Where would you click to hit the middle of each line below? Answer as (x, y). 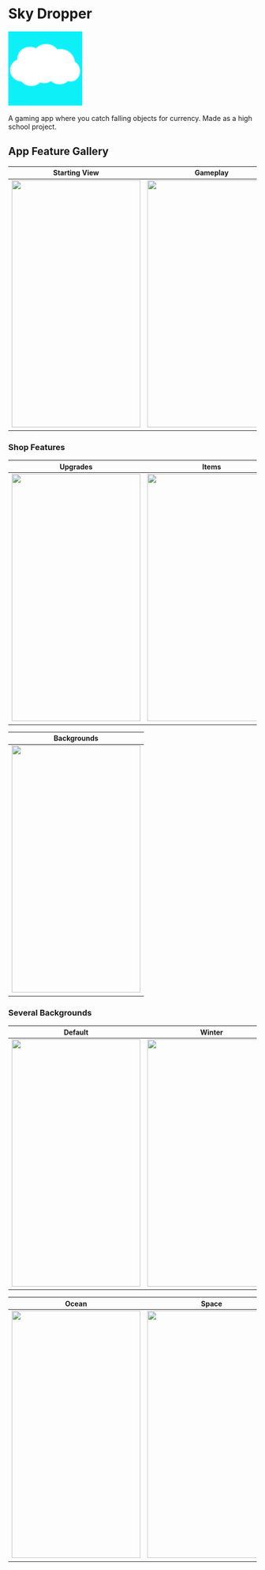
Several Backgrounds (50, 1012)
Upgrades (76, 467)
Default (76, 1032)
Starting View (76, 173)
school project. (32, 127)
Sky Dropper (50, 14)
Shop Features (37, 447)
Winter (211, 1032)
